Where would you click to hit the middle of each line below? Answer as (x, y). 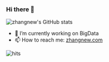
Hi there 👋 (21, 9)
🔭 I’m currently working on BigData (57, 33)
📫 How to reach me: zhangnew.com (59, 40)
